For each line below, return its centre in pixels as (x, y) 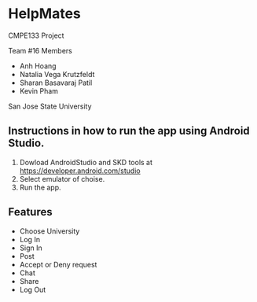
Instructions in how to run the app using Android (129, 131)
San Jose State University (50, 106)
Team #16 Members (40, 50)
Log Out (33, 289)
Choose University (50, 231)
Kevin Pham (39, 90)
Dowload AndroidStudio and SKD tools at (86, 162)
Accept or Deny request (58, 264)
